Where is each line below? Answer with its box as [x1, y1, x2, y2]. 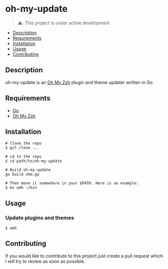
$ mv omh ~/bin [5, 185, 37, 190]
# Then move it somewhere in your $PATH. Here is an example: [5, 181, 139, 186]
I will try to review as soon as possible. [5, 258, 86, 264]
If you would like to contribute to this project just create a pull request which [5, 253, 163, 259]
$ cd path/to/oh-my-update [5, 159, 62, 164]
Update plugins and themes [5, 214, 75, 221]
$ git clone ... [5, 145, 39, 150]
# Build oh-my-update [5, 168, 51, 173]
